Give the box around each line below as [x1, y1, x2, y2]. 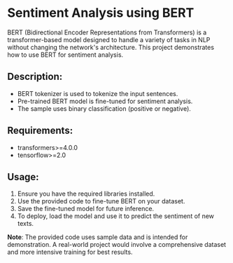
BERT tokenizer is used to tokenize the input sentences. [17, 89, 178, 97]
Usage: [7, 170, 40, 183]
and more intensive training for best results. [7, 248, 133, 257]
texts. [17, 220, 34, 228]
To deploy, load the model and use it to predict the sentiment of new [17, 212, 215, 220]
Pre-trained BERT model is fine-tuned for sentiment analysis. [17, 97, 193, 105]
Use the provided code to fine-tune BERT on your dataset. [17, 197, 185, 205]
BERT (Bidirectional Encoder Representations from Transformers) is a [7, 28, 207, 36]
